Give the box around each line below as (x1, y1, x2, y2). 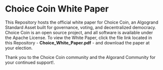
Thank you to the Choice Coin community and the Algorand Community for (5, 54, 156, 60)
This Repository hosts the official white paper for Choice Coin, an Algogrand (5, 19, 159, 25)
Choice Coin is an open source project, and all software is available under (5, 29, 153, 35)
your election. (5, 45, 33, 51)
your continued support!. (5, 59, 55, 65)
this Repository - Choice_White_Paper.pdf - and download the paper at (5, 40, 150, 45)
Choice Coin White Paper (5, 3, 109, 14)
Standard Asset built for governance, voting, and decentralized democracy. (5, 24, 156, 30)
